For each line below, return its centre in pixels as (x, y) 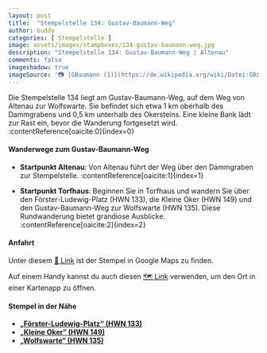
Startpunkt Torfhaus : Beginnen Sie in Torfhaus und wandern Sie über (134, 191)
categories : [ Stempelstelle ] (60, 38)
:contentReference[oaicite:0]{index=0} (72, 131)
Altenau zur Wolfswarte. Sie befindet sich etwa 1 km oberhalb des (116, 106)
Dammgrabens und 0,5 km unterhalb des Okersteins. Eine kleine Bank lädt (130, 114)
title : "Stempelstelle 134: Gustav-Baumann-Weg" (92, 23)
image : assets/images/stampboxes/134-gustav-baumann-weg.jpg (112, 45)
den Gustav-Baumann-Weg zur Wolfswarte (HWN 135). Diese (120, 208)
